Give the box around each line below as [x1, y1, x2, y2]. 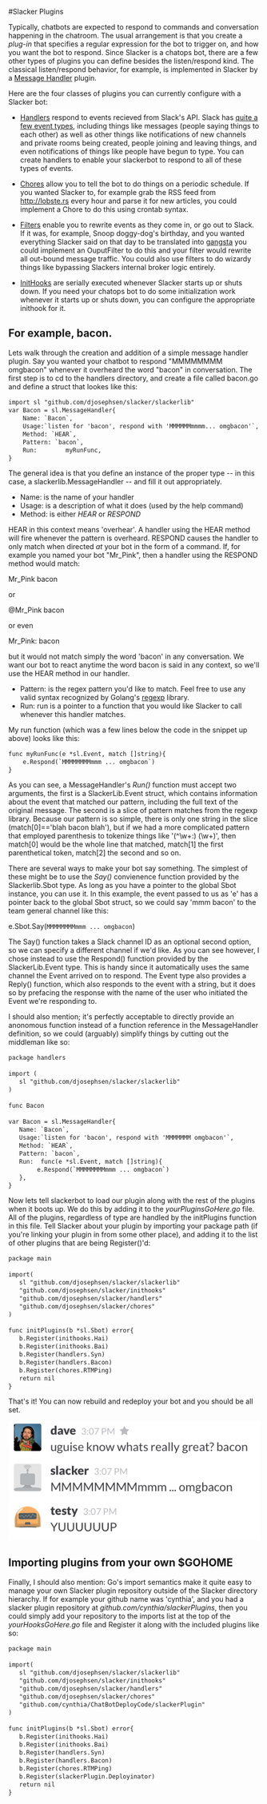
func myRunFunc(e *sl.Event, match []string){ [8, 750, 166, 758]
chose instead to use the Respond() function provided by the [8, 954, 209, 963]
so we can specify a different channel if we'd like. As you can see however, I [8, 945, 260, 954]
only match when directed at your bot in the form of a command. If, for [8, 541, 241, 551]
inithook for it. [19, 304, 66, 313]
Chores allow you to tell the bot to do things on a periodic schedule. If [19, 179, 249, 189]
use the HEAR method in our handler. [8, 668, 130, 678]
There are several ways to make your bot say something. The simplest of [8, 863, 248, 873]
